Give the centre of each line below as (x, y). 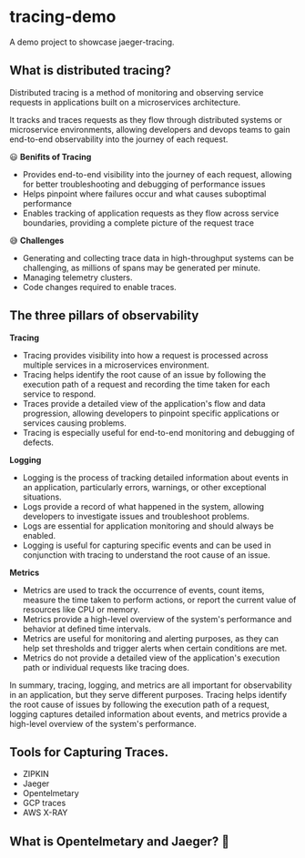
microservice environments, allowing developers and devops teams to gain (150, 129)
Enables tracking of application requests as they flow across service (151, 213)
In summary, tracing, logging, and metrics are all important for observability (151, 685)
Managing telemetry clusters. (78, 277)
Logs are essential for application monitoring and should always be (148, 526)
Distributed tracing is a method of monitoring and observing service (137, 92)
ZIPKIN (36, 774)
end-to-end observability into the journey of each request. (119, 139)
